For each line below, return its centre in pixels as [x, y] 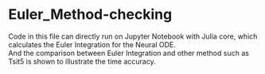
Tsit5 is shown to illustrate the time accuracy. [82, 61]
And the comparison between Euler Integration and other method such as [129, 53]
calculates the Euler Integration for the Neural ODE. [92, 44]
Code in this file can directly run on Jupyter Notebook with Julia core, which [133, 36]
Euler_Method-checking [90, 15]
